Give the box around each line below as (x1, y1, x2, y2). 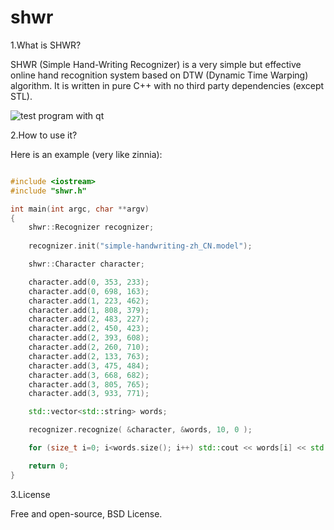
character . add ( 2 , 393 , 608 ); (28, 333, 150, 343)
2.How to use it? (10, 129, 78, 141)
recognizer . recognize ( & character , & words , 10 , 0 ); (28, 425, 253, 435)
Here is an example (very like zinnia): (10, 148, 163, 160)
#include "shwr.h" (10, 186, 87, 196)
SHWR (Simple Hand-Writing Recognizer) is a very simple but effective (10, 58, 302, 70)
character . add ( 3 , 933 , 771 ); (28, 389, 150, 399)
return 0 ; (28, 461, 70, 471)
